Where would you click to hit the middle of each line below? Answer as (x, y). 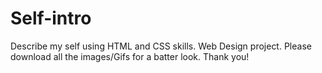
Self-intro (51, 18)
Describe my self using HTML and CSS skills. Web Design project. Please (161, 46)
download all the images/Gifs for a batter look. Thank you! (130, 56)
